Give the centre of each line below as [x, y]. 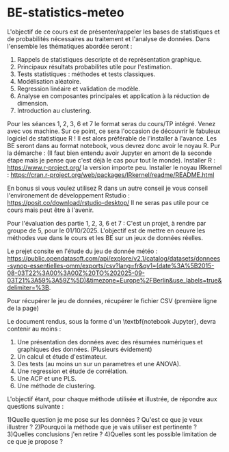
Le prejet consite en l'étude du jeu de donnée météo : [82, 251]
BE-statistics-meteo [66, 13]
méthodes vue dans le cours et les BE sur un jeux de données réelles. [105, 237]
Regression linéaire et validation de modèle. [78, 88]
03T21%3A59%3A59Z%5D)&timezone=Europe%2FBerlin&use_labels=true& [114, 280]
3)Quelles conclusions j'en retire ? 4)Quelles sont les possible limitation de [112, 434]
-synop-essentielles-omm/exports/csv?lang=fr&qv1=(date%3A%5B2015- [111, 265]
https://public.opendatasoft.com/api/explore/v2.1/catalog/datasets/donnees [114, 258]
